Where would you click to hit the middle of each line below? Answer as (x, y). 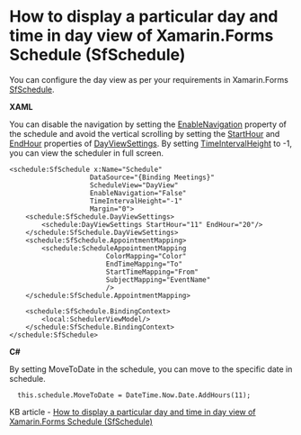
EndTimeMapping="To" (144, 264)
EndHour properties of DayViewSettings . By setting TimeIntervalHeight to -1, (150, 143)
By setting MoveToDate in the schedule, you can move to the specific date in (151, 369)
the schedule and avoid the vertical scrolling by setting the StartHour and (145, 133)
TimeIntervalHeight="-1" (136, 201)
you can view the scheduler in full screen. (87, 153)
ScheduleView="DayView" (134, 185)
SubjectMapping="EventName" (158, 280)
